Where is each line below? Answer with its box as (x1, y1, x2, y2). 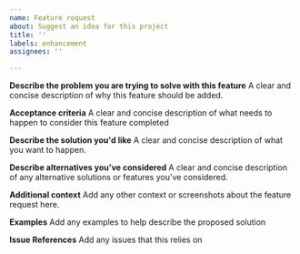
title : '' (9, 30, 47, 39)
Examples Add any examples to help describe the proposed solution (9, 217, 266, 228)
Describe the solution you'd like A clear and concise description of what (9, 135, 284, 146)
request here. (9, 199, 60, 210)
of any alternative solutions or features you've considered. (9, 172, 229, 183)
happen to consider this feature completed (9, 117, 170, 128)
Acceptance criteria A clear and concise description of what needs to (9, 107, 273, 118)
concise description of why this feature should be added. (9, 90, 224, 101)
